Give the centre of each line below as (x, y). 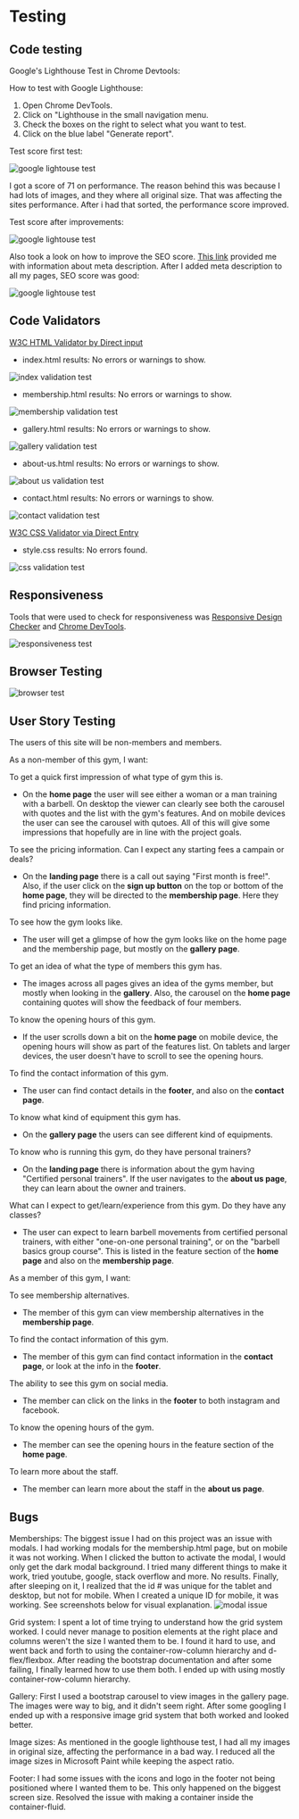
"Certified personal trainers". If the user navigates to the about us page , (154, 1179)
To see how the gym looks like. (66, 922)
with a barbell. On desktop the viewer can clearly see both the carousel (154, 804)
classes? (25, 1215)
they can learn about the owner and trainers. (104, 1188)
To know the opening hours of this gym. (83, 1020)
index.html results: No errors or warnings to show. (114, 360)
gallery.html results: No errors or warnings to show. (116, 428)
